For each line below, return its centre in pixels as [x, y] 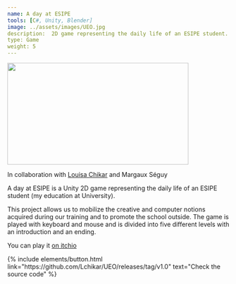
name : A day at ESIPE [39, 14]
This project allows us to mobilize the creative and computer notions [106, 209]
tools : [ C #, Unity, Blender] [50, 20]
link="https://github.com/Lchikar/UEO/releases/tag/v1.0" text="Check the [114, 266]
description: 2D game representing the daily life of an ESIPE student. [118, 33]
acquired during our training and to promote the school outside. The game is [118, 217]
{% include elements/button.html [55, 259]
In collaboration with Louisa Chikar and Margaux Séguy [87, 174]
